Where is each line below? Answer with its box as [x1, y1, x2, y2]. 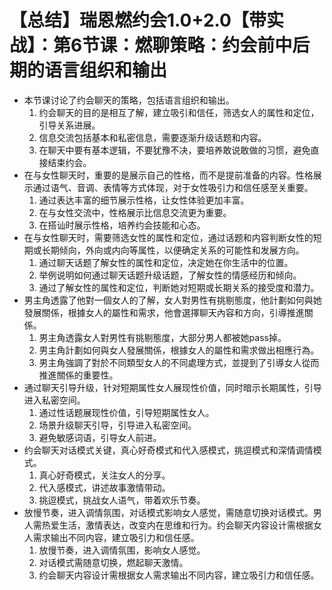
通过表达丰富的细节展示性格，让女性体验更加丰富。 [38, 194, 250, 206]
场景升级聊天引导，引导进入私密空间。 [38, 419, 197, 431]
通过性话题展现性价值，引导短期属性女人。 [38, 406, 215, 418]
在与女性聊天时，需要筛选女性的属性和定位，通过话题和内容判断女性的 [23, 231, 314, 243]
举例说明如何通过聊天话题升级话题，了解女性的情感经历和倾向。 [38, 269, 302, 281]
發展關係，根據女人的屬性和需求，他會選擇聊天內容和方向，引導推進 [23, 306, 305, 318]
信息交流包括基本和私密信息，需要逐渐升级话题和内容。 [38, 131, 267, 143]
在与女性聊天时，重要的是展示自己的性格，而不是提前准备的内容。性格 [23, 169, 314, 181]
